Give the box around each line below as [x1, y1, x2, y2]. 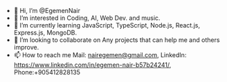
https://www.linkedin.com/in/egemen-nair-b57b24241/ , [13, 61, 172, 69]
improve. [13, 43, 39, 51]
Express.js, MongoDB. [13, 28, 78, 37]
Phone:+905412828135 [13, 68, 81, 76]
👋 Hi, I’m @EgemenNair [13, 7, 81, 14]
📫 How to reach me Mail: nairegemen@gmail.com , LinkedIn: [13, 51, 187, 59]
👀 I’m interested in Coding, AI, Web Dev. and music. [13, 14, 161, 22]
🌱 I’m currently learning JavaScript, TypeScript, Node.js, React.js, [13, 21, 201, 29]
